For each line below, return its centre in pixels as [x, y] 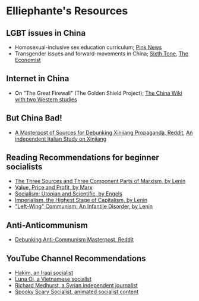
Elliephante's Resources [67, 11]
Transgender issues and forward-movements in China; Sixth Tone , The [102, 54]
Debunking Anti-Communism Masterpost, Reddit [74, 240]
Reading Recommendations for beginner [83, 158]
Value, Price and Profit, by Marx [54, 187]
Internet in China [38, 79]
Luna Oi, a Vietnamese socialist [53, 279]
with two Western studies [46, 99]
